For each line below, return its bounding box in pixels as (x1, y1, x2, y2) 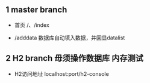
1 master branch (5, 5, 67, 15)
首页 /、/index (14, 21, 49, 29)
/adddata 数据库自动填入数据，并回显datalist (14, 34, 125, 41)
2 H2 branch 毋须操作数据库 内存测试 (5, 53, 144, 63)
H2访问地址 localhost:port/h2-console (14, 70, 109, 77)
